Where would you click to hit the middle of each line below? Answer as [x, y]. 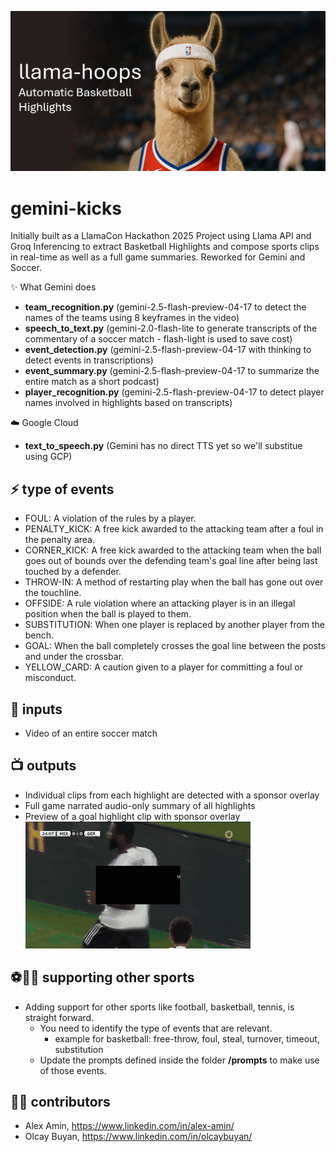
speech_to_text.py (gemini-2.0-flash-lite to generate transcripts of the [171, 328]
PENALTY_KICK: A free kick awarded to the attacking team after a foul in [174, 529]
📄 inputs [36, 709]
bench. [39, 635]
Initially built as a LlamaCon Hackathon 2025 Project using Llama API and [161, 236]
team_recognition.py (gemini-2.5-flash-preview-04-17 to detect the [165, 307]
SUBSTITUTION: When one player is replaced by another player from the [175, 625]
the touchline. [53, 593]
